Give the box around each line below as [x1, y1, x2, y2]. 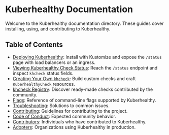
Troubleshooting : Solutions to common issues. [12, 103, 110, 109]
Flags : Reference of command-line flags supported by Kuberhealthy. [12, 97, 156, 103]
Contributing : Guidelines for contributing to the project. [12, 108, 128, 114]
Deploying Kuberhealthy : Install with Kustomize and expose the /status [12, 54, 162, 60]
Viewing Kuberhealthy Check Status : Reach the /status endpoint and [12, 64, 158, 71]
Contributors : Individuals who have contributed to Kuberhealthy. [12, 118, 147, 125]
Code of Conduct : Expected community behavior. [12, 113, 117, 119]
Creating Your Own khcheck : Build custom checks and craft [12, 75, 136, 82]
